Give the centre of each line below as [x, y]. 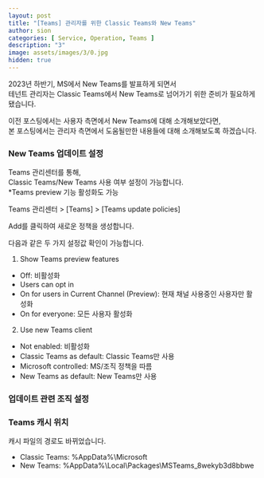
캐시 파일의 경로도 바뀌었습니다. [57, 441]
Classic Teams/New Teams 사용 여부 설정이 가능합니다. [96, 182]
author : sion [30, 30]
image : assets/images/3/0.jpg [58, 53]
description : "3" [37, 45]
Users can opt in [47, 285]
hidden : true [30, 61]
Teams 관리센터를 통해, [45, 172]
